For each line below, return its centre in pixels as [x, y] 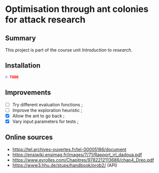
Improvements [28, 93]
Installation [23, 66]
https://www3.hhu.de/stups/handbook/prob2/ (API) [65, 165]
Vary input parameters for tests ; [45, 121]
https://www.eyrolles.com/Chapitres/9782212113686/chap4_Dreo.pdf [83, 160]
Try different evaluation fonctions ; [48, 104]
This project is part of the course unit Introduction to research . [69, 50]
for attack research [45, 20]
